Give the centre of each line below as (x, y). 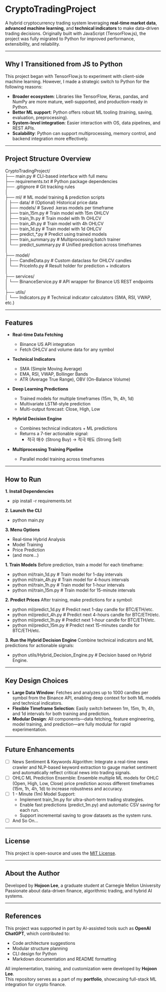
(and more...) (25, 555)
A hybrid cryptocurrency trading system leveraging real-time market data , (81, 23)
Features (19, 323)
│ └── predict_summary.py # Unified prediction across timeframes (73, 245)
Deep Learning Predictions (40, 389)
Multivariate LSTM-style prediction (55, 404)
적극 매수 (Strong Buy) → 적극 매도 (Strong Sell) (74, 440)
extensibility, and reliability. (33, 44)
